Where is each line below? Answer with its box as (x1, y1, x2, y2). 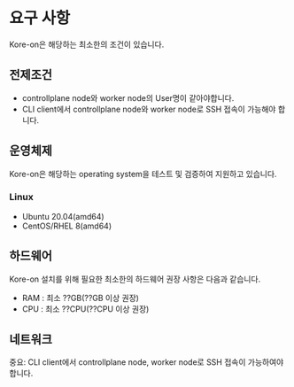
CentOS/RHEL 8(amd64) (21, 221, 112, 231)
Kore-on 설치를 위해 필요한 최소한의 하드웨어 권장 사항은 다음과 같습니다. (9, 274, 261, 284)
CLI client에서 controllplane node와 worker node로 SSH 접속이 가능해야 (21, 104, 276, 114)
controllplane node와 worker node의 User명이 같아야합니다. (21, 92, 235, 103)
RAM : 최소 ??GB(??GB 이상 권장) (21, 292, 140, 303)
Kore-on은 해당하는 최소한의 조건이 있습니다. (9, 39, 165, 50)
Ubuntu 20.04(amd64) (21, 211, 104, 221)
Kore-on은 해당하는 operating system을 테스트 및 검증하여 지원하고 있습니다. (9, 168, 277, 179)
